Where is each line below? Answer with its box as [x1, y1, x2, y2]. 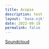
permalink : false [5, 25, 41, 30]
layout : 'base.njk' [5, 16, 45, 21]
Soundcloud [5, 39, 30, 45]
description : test [5, 12, 43, 17]
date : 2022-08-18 [5, 21, 41, 26]
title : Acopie [5, 7, 34, 12]
